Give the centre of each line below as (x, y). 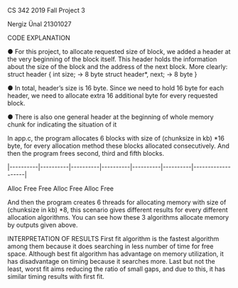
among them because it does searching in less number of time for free (110, 246)
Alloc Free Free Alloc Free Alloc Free (60, 188)
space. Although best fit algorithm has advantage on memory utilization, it (115, 254)
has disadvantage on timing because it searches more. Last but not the (111, 261)
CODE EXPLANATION (39, 38)
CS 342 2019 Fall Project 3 (46, 10)
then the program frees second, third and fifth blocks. (86, 153)
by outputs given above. (43, 225)
